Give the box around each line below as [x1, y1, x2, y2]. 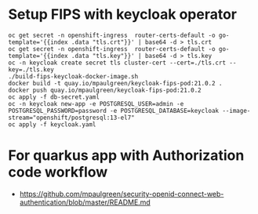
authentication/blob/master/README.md [19, 198, 151, 207]
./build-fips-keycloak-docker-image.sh [8, 72, 139, 80]
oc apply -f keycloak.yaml [8, 120, 96, 129]
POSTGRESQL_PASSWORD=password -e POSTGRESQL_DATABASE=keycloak [8, 107, 220, 114]
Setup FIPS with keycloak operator [8, 5, 238, 24]
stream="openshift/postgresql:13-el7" [8, 114, 135, 122]
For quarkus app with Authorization [8, 147, 245, 165]
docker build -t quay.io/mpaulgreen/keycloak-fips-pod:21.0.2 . [8, 79, 223, 87]
